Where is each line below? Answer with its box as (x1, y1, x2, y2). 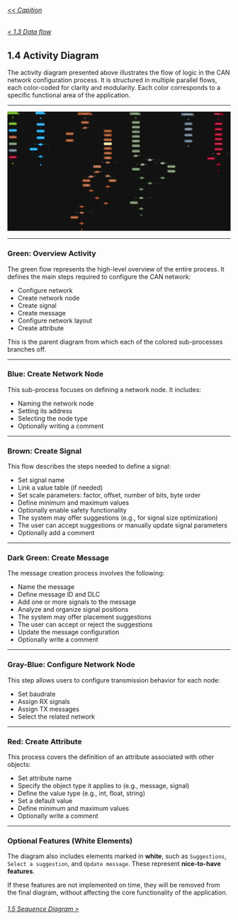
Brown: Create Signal (7, 446, 82, 456)
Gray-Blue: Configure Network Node (7, 660, 136, 670)
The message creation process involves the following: (7, 569, 165, 578)
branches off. (7, 344, 47, 354)
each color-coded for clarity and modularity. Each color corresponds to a (7, 84, 221, 92)
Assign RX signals (17, 697, 71, 705)
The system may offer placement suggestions (17, 613, 152, 622)
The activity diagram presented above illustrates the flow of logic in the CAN (7, 68, 230, 77)
